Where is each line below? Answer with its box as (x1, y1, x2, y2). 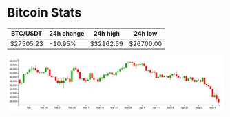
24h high (93, 30, 121, 38)
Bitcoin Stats (7, 5, 82, 21)
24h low (133, 30, 158, 38)
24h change (49, 30, 85, 38)
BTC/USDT (11, 30, 43, 38)
